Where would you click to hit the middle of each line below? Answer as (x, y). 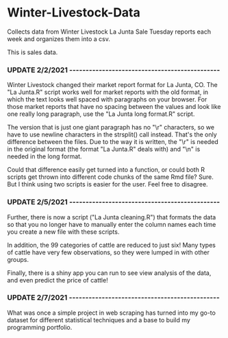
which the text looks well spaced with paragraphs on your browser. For (107, 99)
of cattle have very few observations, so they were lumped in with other (109, 252)
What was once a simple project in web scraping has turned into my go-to (111, 313)
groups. (18, 259)
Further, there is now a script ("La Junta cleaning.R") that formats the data (112, 217)
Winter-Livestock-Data (74, 13)
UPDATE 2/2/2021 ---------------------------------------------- (114, 70)
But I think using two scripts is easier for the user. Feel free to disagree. (107, 184)
